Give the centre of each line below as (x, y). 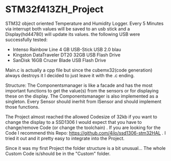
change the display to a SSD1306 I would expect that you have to (74, 122)
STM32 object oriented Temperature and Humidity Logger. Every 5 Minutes (84, 23)
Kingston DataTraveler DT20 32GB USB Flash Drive (67, 55)
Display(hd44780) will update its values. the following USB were (73, 34)
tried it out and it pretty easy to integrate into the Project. (65, 138)
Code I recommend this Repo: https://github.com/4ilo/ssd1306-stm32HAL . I (86, 133)
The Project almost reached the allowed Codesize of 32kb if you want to (81, 117)
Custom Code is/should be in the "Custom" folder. (58, 153)
